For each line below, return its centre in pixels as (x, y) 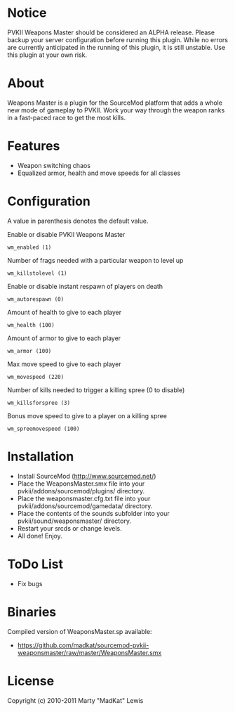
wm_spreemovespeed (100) (43, 429)
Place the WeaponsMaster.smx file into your (81, 484)
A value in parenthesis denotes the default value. (78, 221)
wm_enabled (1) (29, 247)
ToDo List (35, 564)
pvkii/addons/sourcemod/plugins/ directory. (81, 491)
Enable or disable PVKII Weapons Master (66, 234)
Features (34, 146)
